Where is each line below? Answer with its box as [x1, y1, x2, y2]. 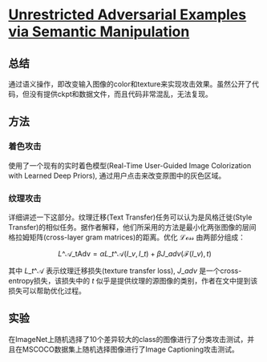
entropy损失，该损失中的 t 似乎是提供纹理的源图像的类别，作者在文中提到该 [8, 276, 258, 285]
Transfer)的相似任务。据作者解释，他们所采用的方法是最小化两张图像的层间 [8, 222, 257, 231]
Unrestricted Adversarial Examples [8, 6, 247, 24]
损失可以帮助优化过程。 [8, 286, 86, 296]
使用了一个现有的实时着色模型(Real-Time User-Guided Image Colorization [8, 160, 252, 170]
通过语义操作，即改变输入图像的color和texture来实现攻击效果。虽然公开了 [8, 79, 253, 89]
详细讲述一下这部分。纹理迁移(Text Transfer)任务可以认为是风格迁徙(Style [8, 212, 253, 222]
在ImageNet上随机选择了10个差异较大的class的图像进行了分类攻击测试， [8, 334, 248, 344]
